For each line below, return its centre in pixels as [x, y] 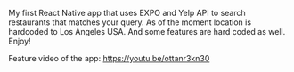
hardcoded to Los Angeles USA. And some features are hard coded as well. [147, 32]
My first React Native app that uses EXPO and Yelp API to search [127, 13]
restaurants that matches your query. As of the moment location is [130, 22]
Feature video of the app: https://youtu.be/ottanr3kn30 [109, 58]
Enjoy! [20, 41]
